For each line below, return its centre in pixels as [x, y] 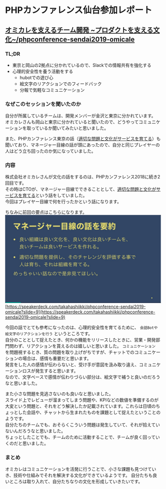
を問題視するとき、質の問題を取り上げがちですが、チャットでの [70, 352]
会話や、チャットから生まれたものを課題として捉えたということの [93, 412]
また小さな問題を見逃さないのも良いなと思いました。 [59, 394]
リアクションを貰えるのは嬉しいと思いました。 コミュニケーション [91, 346]
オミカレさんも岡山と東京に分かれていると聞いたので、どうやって [72, 122]
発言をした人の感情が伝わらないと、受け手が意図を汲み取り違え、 [72, 365]
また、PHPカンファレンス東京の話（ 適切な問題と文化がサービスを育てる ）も [83, 139]
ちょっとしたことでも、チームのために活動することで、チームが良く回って [80, 437]
